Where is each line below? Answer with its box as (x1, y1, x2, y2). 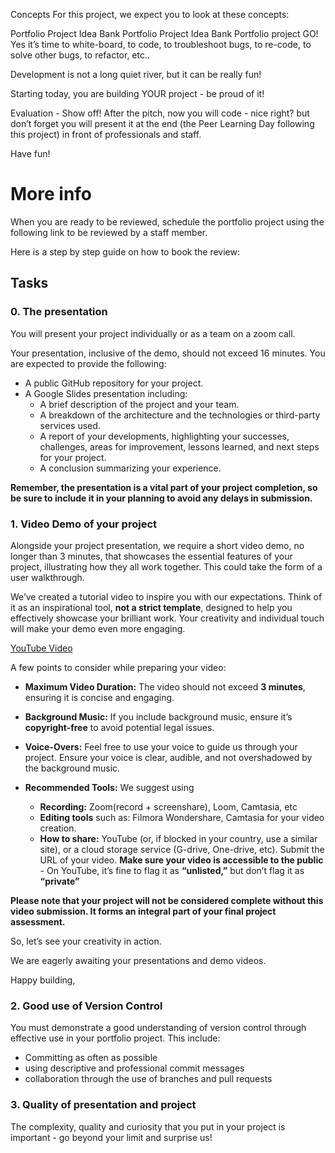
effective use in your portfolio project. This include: (10, 1032, 221, 1044)
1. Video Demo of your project (10, 517, 158, 531)
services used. (39, 419, 101, 431)
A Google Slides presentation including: (24, 387, 188, 399)
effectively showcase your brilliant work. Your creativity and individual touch (10, 612, 325, 624)
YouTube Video (10, 642, 73, 654)
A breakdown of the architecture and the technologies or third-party (39, 409, 321, 421)
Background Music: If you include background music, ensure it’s (24, 710, 293, 723)
